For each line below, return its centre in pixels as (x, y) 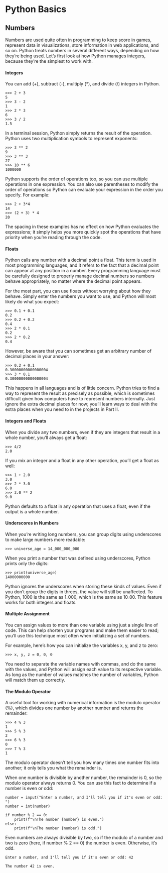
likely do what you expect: (32, 302)
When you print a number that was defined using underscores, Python (78, 558)
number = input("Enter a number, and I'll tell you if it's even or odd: (84, 798)
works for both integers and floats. (41, 602)
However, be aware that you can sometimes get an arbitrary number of (78, 351)
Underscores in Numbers (32, 523)
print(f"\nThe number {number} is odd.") (58, 828)
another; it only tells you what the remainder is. (54, 768)
